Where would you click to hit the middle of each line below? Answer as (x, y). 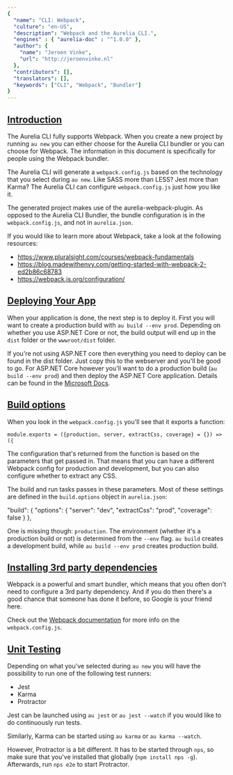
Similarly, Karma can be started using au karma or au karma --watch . (104, 736)
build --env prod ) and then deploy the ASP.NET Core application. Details (112, 375)
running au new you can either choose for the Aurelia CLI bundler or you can (116, 143)
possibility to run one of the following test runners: (79, 673)
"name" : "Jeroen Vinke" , (56, 53)
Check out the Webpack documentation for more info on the (94, 620)
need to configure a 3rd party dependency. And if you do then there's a (110, 592)
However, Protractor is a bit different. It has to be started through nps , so (111, 750)
